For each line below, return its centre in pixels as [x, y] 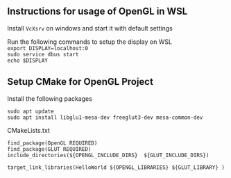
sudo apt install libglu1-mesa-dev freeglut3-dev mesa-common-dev [105, 118]
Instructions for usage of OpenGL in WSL [97, 11]
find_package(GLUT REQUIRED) [49, 149]
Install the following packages [50, 98]
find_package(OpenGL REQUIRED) [52, 143]
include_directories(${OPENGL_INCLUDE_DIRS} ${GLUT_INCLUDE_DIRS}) [108, 155]
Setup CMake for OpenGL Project [80, 82]
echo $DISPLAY [28, 60]
